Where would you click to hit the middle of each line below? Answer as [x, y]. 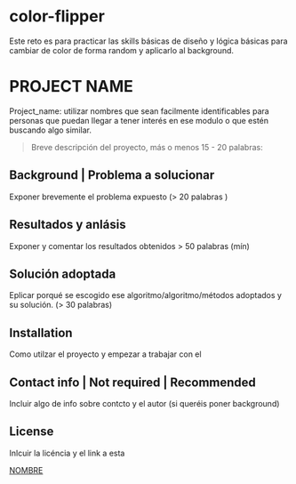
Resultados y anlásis [68, 225]
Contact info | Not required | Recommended [132, 382]
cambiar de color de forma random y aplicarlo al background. [121, 50]
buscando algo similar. [50, 130]
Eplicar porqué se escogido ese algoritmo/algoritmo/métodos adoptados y [146, 295]
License [32, 432]
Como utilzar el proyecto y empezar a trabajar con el [105, 354]
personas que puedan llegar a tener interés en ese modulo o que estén [139, 120]
